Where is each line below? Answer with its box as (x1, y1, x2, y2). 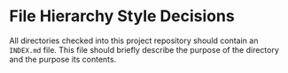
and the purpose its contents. (9, 54, 117, 64)
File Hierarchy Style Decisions (9, 6, 235, 26)
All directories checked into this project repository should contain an (9, 35, 259, 46)
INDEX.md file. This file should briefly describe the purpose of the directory (9, 44, 279, 55)
